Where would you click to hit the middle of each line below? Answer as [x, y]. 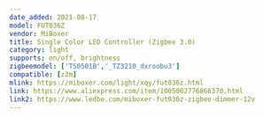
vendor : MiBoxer [39, 33]
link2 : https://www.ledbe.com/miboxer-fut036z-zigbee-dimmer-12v [132, 99]
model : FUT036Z [37, 26]
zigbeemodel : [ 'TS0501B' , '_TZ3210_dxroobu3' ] [94, 67]
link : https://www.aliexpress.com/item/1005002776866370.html [126, 91]
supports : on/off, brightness [65, 58]
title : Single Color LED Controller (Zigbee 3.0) [103, 42]
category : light [39, 50]
